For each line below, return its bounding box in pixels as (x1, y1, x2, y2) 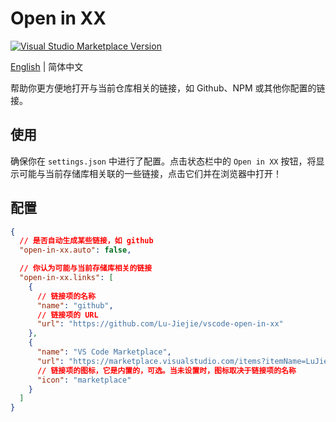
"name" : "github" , (36, 300, 114, 311)
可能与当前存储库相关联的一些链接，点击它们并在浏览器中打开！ (18, 167, 282, 179)
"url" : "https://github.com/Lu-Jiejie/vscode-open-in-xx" (36, 319, 284, 329)
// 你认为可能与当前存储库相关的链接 (19, 263, 153, 274)
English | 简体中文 (10, 60, 84, 72)
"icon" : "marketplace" (36, 375, 132, 385)
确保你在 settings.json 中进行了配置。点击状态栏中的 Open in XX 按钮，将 (10, 155, 317, 167)
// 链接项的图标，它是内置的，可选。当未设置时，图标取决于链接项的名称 (36, 365, 297, 376)
